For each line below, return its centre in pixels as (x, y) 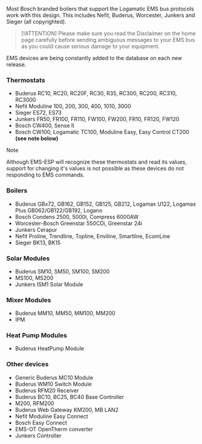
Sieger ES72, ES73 (38, 113)
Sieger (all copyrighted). (36, 22)
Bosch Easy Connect (41, 422)
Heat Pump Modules (37, 335)
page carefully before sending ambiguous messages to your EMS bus (108, 40)
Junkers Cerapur (36, 229)
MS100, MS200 (34, 278)
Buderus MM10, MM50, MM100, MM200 (65, 313)
